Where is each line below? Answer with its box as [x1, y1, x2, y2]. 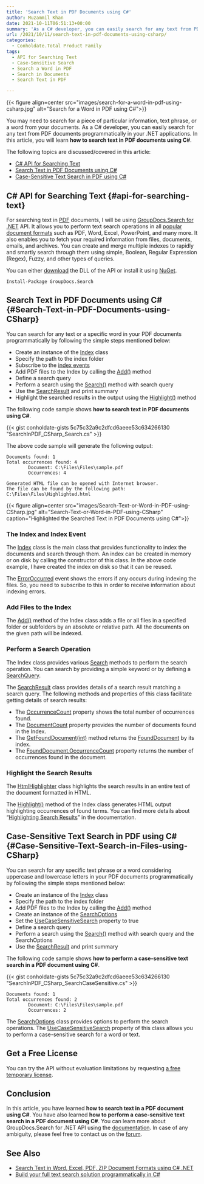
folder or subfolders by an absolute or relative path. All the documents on [6, 623, 189, 630]
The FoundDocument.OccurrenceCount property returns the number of [15, 747, 194, 754]
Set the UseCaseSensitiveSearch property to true [15, 917, 139, 924]
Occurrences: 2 [28, 1007, 67, 1013]
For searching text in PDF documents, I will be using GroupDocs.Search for [6, 216, 194, 223]
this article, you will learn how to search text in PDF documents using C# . [6, 136, 192, 144]
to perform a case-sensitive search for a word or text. [6, 1031, 141, 1038]
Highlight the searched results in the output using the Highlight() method [15, 394, 197, 401]
